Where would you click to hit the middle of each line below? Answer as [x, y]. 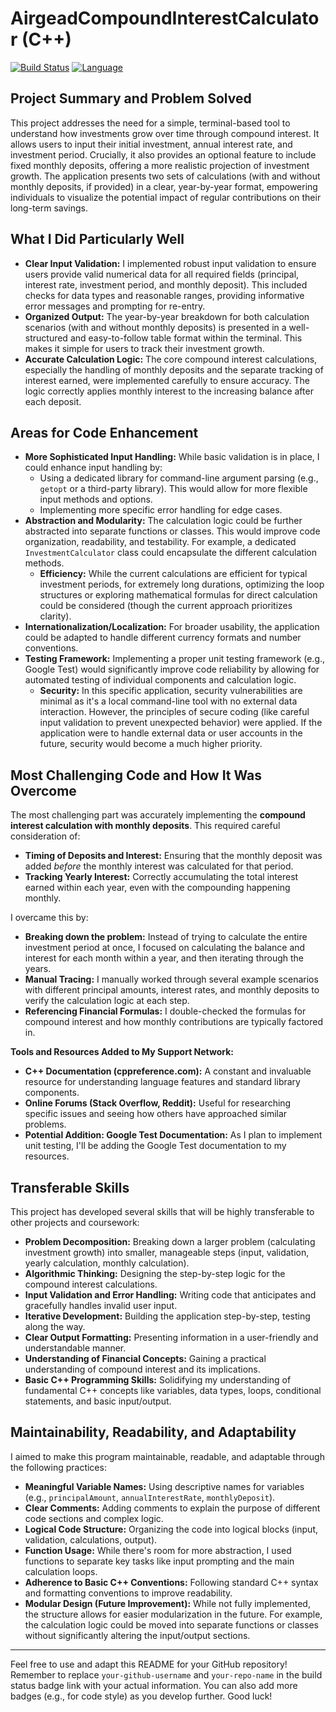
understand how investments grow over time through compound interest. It [165, 133]
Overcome [43, 790]
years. [38, 969]
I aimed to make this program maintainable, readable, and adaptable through [167, 1456]
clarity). [55, 616]
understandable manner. [75, 1348]
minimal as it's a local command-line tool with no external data [168, 701]
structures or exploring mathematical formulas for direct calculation [178, 595]
